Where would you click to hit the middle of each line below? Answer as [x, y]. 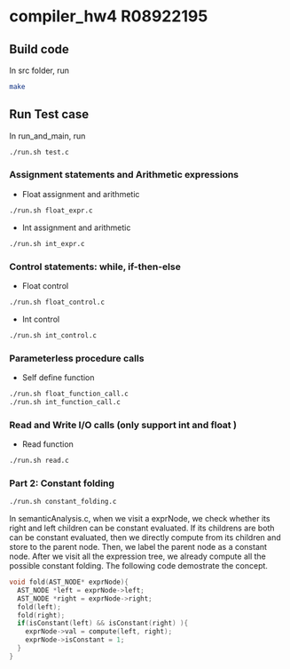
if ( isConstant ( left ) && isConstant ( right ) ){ [103, 624]
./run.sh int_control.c [53, 335]
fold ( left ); [39, 607]
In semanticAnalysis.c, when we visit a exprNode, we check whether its [140, 519]
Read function [47, 444]
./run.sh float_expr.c [51, 211]
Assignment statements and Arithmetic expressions [124, 175]
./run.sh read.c [39, 460]
